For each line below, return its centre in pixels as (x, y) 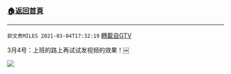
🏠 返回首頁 (25, 10)
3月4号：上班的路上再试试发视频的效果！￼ (68, 50)
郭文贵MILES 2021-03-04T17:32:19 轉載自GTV (69, 36)
